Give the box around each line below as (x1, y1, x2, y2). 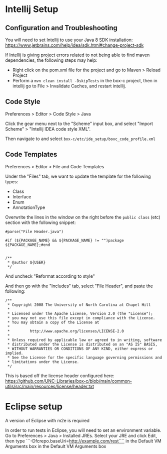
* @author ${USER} (7, 260, 46, 265)
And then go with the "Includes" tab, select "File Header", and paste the (5, 283, 153, 289)
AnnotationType (12, 204, 45, 210)
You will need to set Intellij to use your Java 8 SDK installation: (5, 37, 133, 43)
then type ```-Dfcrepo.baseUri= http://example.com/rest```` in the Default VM (5, 438, 161, 444)
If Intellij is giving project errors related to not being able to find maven (5, 52, 150, 58)
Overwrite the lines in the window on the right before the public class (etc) (5, 214, 161, 220)
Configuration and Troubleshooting (5, 24, 117, 32)
